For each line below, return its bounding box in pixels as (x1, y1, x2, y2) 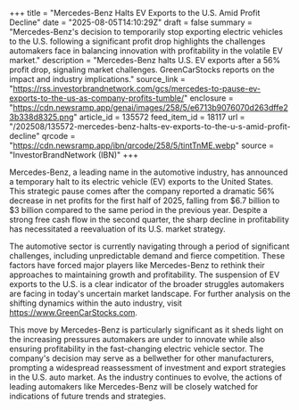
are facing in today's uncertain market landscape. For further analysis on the (9, 289, 291, 299)
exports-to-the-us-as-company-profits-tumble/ (9, 93, 185, 103)
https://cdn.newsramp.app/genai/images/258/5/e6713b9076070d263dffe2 (12, 102, 288, 112)
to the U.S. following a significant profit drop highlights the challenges (9, 36, 266, 46)
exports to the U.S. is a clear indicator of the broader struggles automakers (9, 279, 285, 289)
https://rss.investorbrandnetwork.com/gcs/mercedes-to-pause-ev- (12, 84, 262, 94)
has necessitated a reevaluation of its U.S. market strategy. (9, 224, 226, 234)
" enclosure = (183, 93, 234, 103)
